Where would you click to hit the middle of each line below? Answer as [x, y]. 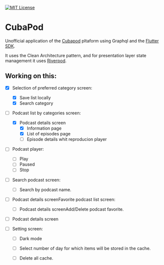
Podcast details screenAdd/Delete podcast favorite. [71, 209]
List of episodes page [49, 134]
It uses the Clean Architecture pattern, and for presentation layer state [76, 55]
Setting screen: [27, 229]
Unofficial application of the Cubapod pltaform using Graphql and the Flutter [82, 41]
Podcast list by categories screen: [47, 113]
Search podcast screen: [36, 180]
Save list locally [35, 97]
